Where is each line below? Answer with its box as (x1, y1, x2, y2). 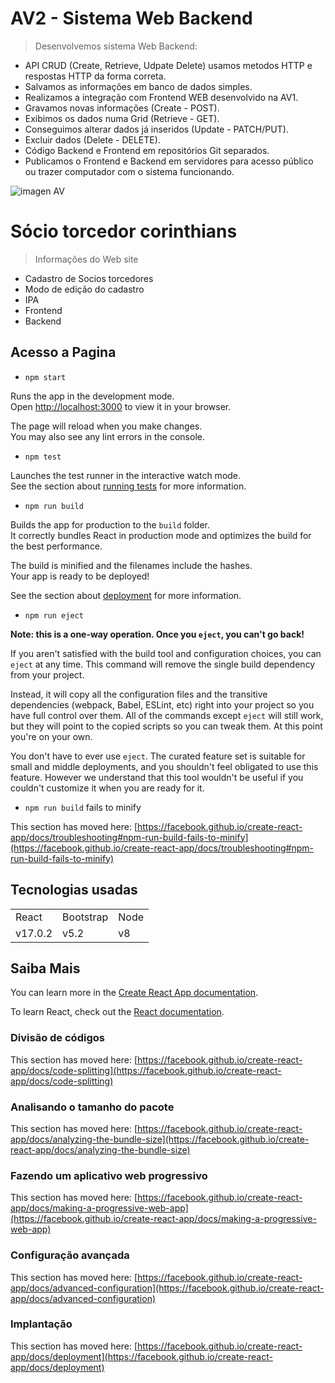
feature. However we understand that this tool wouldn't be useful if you (10, 771, 304, 783)
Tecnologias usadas (10, 882, 138, 899)
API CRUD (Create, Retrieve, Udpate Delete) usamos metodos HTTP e (24, 59, 313, 71)
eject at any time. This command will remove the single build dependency (10, 658, 316, 670)
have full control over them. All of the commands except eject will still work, (10, 709, 324, 721)
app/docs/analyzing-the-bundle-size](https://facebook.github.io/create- (10, 1133, 310, 1145)
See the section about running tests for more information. (10, 480, 247, 492)
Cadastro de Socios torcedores (24, 272, 154, 284)
